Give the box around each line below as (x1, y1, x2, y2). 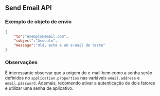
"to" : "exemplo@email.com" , (14, 34, 69, 39)
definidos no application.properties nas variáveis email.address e (5, 75, 140, 81)
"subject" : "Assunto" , (14, 38, 57, 43)
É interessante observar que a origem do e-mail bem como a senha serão (5, 70, 153, 76)
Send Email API (5, 4, 52, 12)
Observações (5, 59, 38, 65)
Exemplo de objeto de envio (5, 18, 72, 25)
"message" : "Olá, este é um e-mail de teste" (14, 43, 106, 48)
